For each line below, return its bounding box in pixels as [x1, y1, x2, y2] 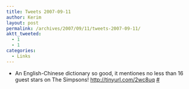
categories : [6, 48, 36, 54]
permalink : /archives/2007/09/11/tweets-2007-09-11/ [6, 25, 141, 32]
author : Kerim [6, 14, 42, 20]
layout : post [6, 20, 39, 26]
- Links [11, 53, 31, 59]
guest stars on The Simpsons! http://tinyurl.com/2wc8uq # [14, 76, 160, 83]
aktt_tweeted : [6, 31, 42, 37]
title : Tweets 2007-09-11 [6, 8, 71, 15]
